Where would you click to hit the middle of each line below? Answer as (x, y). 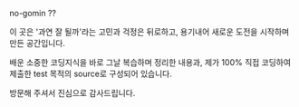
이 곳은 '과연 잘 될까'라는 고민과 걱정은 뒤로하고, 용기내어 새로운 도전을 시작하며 (149, 32)
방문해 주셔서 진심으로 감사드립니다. (72, 93)
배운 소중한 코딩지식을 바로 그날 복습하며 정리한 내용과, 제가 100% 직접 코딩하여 (150, 62)
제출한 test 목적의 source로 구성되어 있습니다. (91, 73)
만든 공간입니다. (38, 43)
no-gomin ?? (33, 13)
